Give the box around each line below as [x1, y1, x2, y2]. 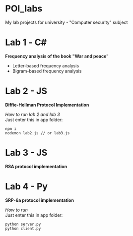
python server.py [5, 222, 41, 227]
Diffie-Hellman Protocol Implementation [5, 102, 89, 108]
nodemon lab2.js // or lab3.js [5, 130, 70, 135]
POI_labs [5, 3, 43, 14]
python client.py [5, 226, 41, 231]
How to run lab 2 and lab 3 [5, 111, 61, 117]
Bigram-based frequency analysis [12, 68, 82, 74]
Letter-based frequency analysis [12, 62, 79, 68]
